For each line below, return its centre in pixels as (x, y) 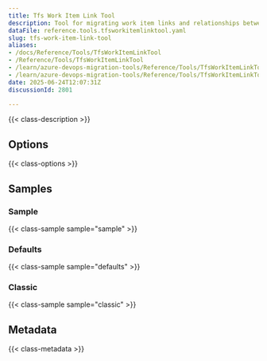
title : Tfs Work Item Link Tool (62, 16)
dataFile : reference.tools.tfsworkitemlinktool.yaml (97, 30)
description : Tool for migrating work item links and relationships (124, 23)
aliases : (23, 45)
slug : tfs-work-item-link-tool (60, 38)
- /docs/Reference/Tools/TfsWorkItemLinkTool (85, 53)
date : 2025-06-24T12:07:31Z (55, 82)
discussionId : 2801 (41, 90)
